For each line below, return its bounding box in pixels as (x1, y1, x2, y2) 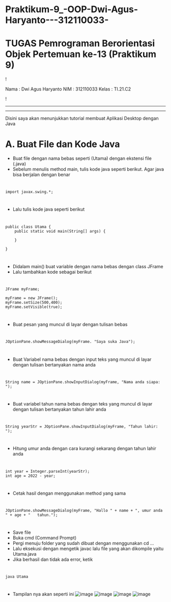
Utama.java (12, 551, 37, 557)
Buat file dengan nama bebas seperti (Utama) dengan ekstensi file (12, 155, 152, 161)
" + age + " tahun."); (5, 512, 58, 518)
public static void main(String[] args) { (14, 228, 106, 234)
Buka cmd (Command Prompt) (12, 535, 77, 541)
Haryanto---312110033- (5, 14, 109, 26)
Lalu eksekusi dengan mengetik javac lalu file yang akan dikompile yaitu (12, 546, 164, 552)
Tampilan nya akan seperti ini (12, 591, 74, 597)
